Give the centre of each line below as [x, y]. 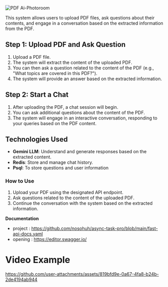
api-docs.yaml [28, 234]
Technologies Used [36, 140]
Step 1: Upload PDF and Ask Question [65, 45]
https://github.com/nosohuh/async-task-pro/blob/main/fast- [95, 228]
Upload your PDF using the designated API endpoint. [68, 192]
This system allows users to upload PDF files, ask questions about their [80, 18]
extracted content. [32, 157]
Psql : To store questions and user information [61, 168]
